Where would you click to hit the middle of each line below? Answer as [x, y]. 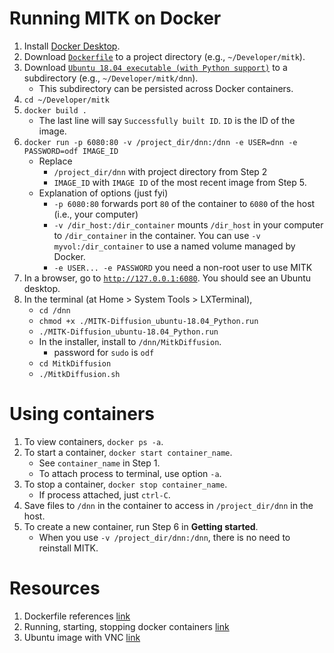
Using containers [82, 414]
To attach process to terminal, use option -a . [130, 473]
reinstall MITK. [68, 548]
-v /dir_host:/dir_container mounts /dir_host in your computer [188, 224]
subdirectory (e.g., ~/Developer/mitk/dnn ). [111, 78]
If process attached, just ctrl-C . [104, 494]
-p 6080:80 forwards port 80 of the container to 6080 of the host [184, 203]
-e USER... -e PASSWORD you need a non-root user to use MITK [183, 267]
